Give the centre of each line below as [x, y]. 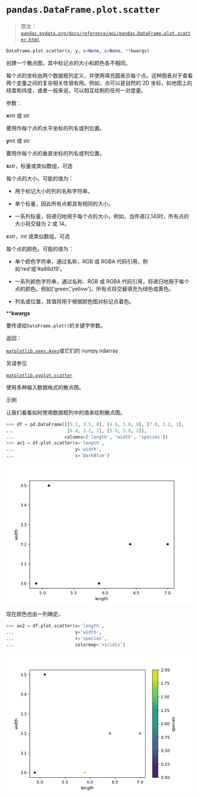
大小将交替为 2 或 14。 [42, 223]
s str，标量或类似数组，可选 [39, 166]
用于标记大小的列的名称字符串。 [54, 191]
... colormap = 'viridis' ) [66, 645]
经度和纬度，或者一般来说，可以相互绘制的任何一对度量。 [76, 90]
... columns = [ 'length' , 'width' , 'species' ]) [87, 437]
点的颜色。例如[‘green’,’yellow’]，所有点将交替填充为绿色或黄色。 [94, 289]
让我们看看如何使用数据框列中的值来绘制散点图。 [66, 412]
